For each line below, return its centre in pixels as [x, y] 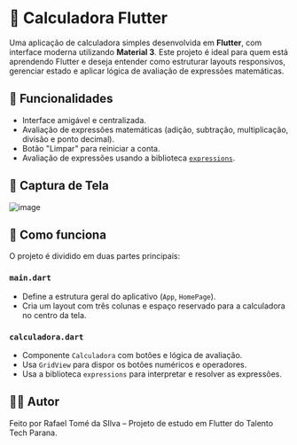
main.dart [30, 278]
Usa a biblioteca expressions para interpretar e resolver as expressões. [152, 374]
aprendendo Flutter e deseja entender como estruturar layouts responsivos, [147, 61]
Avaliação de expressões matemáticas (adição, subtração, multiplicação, [155, 129]
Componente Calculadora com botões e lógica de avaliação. [132, 355]
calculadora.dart [47, 337]
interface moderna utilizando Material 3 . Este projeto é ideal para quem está [148, 51]
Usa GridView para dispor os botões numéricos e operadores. [134, 364]
